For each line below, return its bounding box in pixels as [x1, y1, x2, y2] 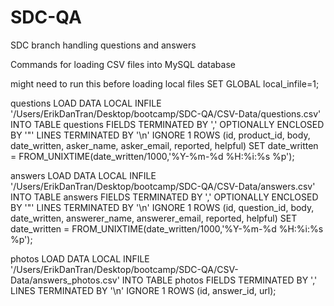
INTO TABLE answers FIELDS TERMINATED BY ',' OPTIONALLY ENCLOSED [10, 191, 319, 203]
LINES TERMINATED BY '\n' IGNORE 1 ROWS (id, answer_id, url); [10, 284, 277, 296]
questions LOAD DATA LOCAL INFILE [10, 97, 162, 109]
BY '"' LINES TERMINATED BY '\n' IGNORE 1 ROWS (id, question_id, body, [10, 201, 315, 213]
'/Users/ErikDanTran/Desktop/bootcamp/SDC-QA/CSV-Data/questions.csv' [10, 107, 322, 120]
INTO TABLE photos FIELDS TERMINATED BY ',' [121, 274, 318, 286]
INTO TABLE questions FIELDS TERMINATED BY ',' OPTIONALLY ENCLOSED [10, 118, 325, 130]
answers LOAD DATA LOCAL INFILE [10, 169, 157, 181]
